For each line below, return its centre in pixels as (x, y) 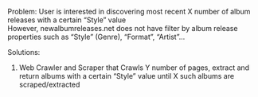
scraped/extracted (49, 84)
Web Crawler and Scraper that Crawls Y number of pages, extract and (134, 68)
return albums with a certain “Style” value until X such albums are (127, 76)
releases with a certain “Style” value (67, 20)
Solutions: (24, 52)
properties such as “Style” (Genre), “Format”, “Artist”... (96, 37)
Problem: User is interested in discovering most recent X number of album (129, 12)
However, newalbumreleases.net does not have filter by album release (123, 28)
